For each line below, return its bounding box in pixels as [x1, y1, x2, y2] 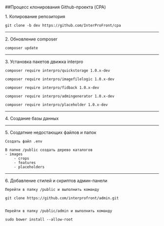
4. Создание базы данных [5, 116, 59, 121]
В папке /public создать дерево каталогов [5, 147, 93, 152]
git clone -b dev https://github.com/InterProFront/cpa [5, 23, 121, 28]
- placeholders [14, 164, 45, 169]
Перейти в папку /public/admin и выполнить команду [5, 208, 112, 213]
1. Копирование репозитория [5, 14, 65, 19]
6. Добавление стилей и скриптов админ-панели [5, 178, 107, 184]
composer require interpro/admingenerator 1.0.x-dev [5, 94, 115, 99]
